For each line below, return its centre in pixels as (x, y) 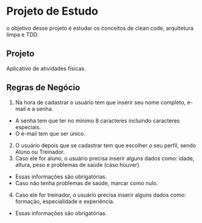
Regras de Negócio (43, 87)
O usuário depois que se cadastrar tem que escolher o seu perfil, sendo (106, 145)
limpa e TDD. (23, 34)
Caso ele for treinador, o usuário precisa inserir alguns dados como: (100, 195)
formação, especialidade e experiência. (65, 201)
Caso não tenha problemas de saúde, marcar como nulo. (87, 183)
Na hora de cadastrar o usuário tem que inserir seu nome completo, (100, 102)
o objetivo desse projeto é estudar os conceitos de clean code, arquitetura (100, 28)
